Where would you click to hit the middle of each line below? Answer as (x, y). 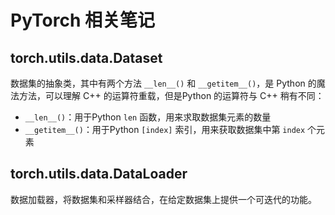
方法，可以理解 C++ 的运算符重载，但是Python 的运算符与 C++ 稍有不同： (171, 95)
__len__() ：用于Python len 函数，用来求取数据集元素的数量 (148, 117)
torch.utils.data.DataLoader (99, 174)
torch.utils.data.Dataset (86, 57)
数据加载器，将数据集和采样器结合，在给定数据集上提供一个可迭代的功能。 (163, 199)
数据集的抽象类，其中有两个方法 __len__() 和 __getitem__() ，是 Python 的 (163, 83)
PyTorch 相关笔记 (82, 20)
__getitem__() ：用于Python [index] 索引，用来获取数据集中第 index (165, 129)
